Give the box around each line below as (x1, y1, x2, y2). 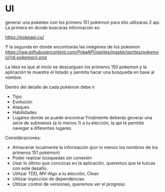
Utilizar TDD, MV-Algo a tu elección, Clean (12, 170, 99, 176)
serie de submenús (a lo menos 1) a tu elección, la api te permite (12, 120, 144, 126)
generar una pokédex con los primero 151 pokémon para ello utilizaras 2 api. (5, 19, 161, 25)
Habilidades (12, 109, 37, 115)
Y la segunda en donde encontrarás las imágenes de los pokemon (5, 44, 140, 49)
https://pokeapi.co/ (5, 34, 45, 40)
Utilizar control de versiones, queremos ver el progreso (12, 181, 125, 187)
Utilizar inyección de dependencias (12, 176, 85, 182)
